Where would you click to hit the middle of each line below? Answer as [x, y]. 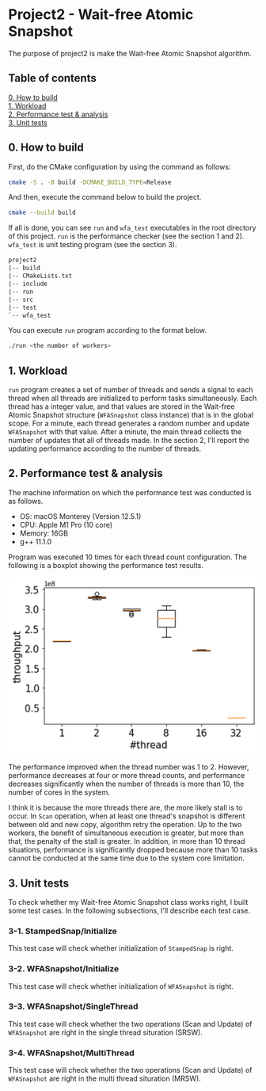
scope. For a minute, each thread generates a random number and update [129, 423]
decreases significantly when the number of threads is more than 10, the [126, 784]
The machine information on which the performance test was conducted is [130, 492]
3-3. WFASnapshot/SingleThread [73, 1006]
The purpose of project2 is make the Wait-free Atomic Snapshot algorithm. [130, 53]
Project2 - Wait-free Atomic [101, 15]
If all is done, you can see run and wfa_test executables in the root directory [132, 228]
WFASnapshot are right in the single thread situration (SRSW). [106, 1032]
